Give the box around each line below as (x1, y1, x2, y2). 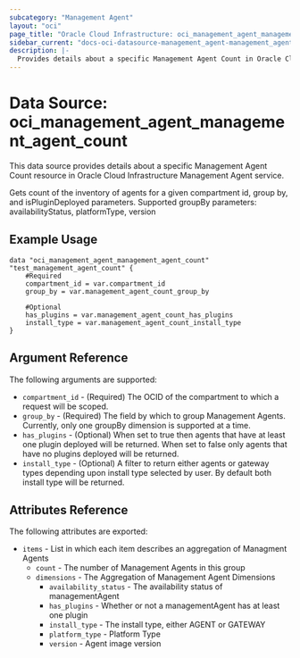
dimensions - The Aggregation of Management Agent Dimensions (35, 572, 276, 583)
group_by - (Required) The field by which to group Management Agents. (21, 410, 286, 421)
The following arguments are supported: (9, 374, 158, 385)
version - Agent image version (48, 638, 162, 649)
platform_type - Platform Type (48, 629, 161, 639)
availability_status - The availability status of (48, 581, 223, 592)
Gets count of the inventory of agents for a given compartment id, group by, (9, 187, 288, 197)
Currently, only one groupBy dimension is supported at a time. (21, 420, 252, 430)
